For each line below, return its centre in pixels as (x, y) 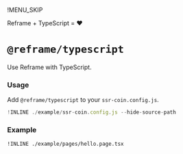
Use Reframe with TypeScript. (49, 67)
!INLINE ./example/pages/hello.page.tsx (66, 144)
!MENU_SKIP (25, 10)
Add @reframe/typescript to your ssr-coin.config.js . (83, 100)
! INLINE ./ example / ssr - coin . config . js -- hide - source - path (91, 112)
